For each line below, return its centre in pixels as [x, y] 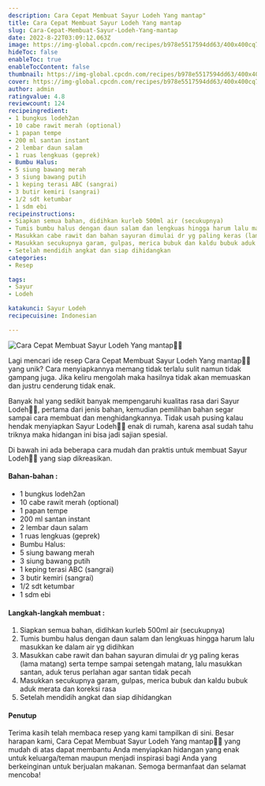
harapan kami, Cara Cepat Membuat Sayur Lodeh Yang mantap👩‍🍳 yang [124, 741]
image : [19, 45]
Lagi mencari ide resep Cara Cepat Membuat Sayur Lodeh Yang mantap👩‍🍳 [129, 360]
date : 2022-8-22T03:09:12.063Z [60, 38]
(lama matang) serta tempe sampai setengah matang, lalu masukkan [131, 664]
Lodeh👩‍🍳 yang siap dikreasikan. [60, 458]
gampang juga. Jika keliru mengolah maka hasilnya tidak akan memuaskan [129, 377]
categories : [28, 258]
